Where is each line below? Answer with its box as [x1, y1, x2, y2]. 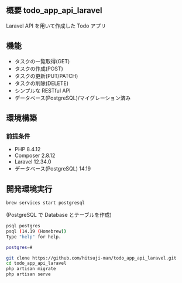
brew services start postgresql [6, 200, 85, 206]
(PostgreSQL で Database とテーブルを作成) [6, 212, 112, 218]
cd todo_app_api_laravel [6, 260, 67, 267]
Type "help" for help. [6, 234, 61, 240]
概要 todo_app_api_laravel [6, 5, 102, 16]
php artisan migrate [6, 266, 57, 272]
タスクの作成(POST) [14, 65, 63, 72]
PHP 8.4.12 [14, 146, 41, 153]
